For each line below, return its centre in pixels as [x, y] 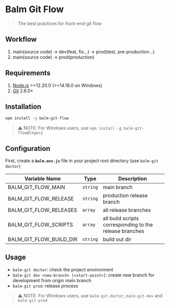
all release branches [127, 210]
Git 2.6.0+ [23, 90]
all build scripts [121, 219]
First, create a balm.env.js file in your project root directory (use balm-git [82, 161]
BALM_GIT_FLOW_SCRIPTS [40, 225]
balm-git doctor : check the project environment [63, 269]
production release [125, 196]
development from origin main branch [52, 280]
